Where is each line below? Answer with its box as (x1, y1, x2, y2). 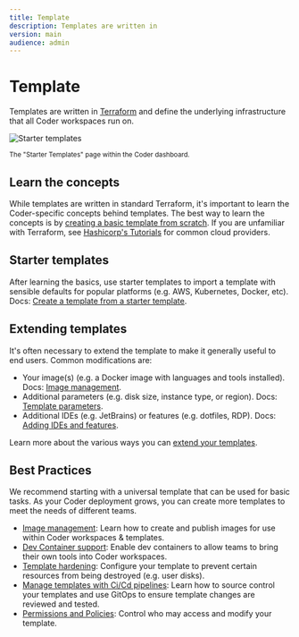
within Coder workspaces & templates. (21, 532, 165, 543)
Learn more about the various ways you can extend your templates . (9, 437, 258, 447)
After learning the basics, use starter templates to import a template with (9, 276, 277, 287)
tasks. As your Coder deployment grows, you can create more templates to (9, 496, 286, 506)
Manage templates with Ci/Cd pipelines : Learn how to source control (21, 580, 275, 590)
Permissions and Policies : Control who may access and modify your (21, 608, 272, 619)
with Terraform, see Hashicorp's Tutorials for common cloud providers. (9, 227, 270, 237)
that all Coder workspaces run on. (9, 115, 135, 126)
